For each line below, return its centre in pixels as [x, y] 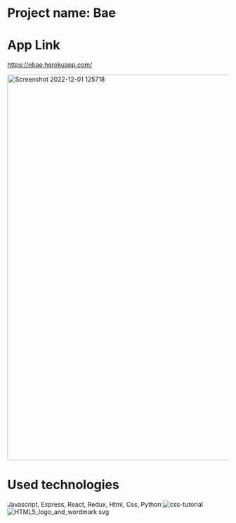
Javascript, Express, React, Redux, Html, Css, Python [84, 505]
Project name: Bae [62, 13]
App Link [34, 45]
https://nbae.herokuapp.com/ [50, 65]
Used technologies [63, 485]
